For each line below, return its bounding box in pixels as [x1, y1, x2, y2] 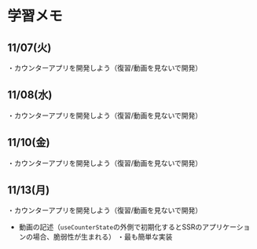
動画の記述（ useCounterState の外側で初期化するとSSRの [18, 222, 203, 232]
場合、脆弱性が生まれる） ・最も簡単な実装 [32, 233, 173, 242]
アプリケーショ [202, 222, 251, 232]
